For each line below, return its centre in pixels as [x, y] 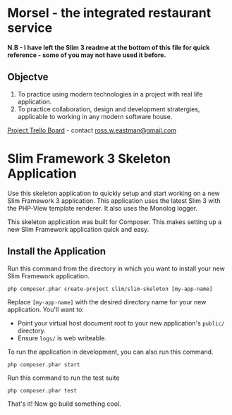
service [30, 28]
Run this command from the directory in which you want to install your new [116, 268]
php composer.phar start [44, 364]
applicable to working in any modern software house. [95, 116]
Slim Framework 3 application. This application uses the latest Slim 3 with [114, 200]
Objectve [28, 77]
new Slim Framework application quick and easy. [78, 229]
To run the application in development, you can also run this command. [110, 352]
